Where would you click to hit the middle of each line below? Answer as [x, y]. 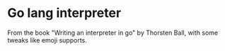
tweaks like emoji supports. [47, 40]
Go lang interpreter [64, 13]
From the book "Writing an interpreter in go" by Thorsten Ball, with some [112, 33]
